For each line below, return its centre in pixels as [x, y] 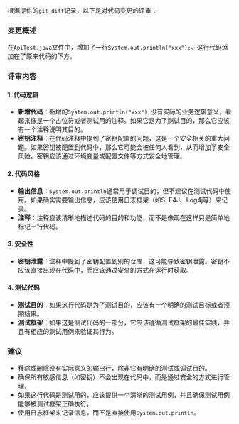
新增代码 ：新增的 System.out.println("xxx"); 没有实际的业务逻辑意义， [121, 112]
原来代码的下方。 [51, 56]
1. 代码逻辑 [23, 94]
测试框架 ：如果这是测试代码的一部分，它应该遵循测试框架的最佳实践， [121, 322]
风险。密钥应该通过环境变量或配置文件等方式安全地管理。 [102, 156]
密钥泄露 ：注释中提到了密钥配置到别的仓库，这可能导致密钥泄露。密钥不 [123, 261]
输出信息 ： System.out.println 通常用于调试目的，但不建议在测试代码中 [121, 191]
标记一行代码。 [39, 227]
